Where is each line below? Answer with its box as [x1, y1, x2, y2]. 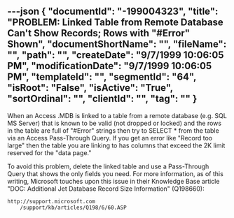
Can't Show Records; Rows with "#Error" [7, 27, 191, 39]
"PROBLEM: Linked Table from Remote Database [7, 17, 224, 29]
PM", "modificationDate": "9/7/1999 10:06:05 [7, 60, 212, 72]
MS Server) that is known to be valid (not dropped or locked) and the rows [7, 119, 222, 127]
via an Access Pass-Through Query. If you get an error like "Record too [7, 133, 212, 142]
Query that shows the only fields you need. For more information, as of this [7, 169, 224, 177]
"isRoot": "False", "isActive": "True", [7, 82, 173, 94]
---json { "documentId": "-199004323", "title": [7, 6, 219, 17]
